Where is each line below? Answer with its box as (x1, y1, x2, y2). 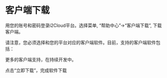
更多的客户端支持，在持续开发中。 (5, 56, 76, 62)
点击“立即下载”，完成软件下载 (5, 67, 67, 73)
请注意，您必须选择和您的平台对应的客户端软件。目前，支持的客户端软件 (5, 39, 156, 46)
